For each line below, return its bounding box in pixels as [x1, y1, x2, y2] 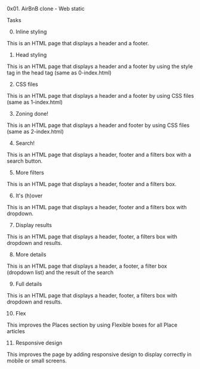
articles [7, 328, 26, 334]
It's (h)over [15, 192, 43, 199]
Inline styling [15, 28, 47, 35]
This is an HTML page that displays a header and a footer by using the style [7, 63, 193, 70]
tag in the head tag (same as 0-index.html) [7, 69, 112, 76]
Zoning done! [15, 110, 48, 117]
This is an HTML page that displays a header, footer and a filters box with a [7, 151, 192, 158]
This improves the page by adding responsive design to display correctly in [7, 351, 192, 358]
